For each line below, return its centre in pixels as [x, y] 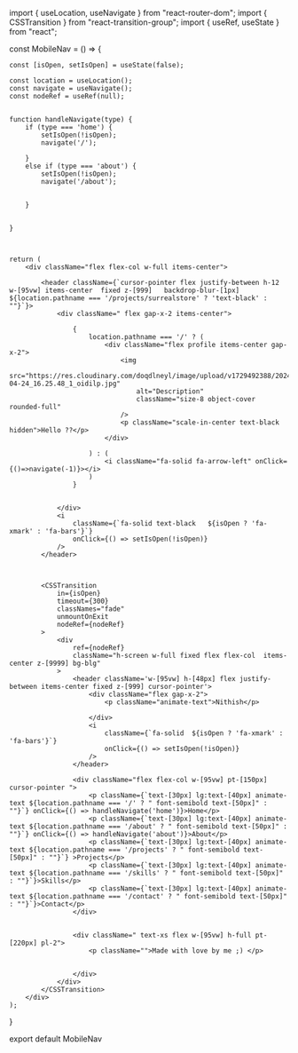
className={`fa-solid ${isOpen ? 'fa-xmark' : [194, 733]
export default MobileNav [56, 1039]
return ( [25, 259]
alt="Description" [170, 392]
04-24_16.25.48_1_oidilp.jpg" [65, 384]
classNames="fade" [90, 609]
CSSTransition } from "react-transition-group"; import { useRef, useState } [145, 22]
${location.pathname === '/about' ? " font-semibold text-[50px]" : [158, 827]
